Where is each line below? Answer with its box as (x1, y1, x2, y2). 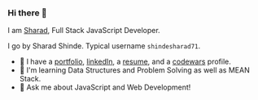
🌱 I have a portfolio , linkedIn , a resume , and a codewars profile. (19, 56, 231, 67)
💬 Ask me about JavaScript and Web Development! (19, 82, 191, 92)
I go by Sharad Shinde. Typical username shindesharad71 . (7, 41, 201, 51)
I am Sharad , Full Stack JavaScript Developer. (7, 26, 160, 35)
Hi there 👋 (7, 7, 48, 19)
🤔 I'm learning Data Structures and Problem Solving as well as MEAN (19, 65, 250, 75)
